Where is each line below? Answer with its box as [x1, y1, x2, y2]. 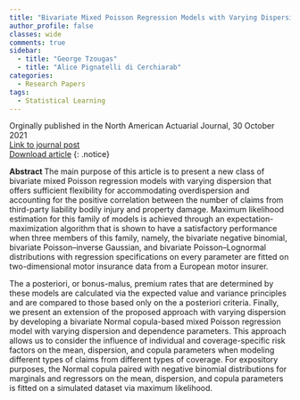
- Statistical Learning [17, 96, 105, 105]
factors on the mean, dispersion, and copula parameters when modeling [9, 345, 275, 355]
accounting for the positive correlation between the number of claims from [9, 195, 284, 205]
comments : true [9, 37, 66, 47]
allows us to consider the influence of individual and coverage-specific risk [9, 336, 286, 346]
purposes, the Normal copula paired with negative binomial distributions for [9, 363, 287, 375]
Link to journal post [9, 139, 80, 150]
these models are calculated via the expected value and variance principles [9, 287, 287, 299]
